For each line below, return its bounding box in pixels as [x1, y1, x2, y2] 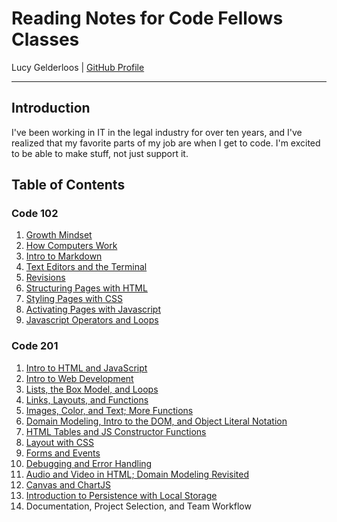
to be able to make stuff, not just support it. [11, 147, 189, 159]
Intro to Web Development [25, 372, 134, 384]
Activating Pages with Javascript [25, 303, 162, 316]
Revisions [25, 272, 66, 284]
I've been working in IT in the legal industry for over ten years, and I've [11, 126, 303, 138]
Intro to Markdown [25, 250, 103, 262]
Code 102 [11, 207, 59, 221]
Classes [11, 28, 80, 51]
